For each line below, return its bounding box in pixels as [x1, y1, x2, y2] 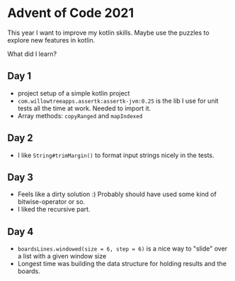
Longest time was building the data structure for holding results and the [17, 260, 227, 268]
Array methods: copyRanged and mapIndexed [17, 111, 143, 120]
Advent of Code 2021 [7, 5, 134, 21]
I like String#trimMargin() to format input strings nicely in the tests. [17, 151, 214, 159]
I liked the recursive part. [17, 205, 91, 214]
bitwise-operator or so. [17, 197, 86, 206]
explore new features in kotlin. [7, 35, 96, 44]
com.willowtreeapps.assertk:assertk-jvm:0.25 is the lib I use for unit [17, 96, 219, 105]
